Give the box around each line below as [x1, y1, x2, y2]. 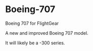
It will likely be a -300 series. [5, 39, 65, 46]
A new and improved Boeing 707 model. [5, 30, 88, 36]
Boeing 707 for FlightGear [5, 20, 59, 26]
